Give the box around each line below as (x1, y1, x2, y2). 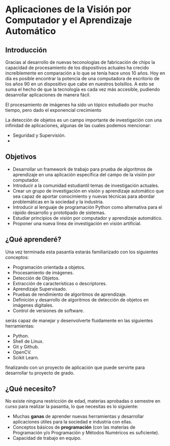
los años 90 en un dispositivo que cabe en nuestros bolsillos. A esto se (5, 81, 154, 87)
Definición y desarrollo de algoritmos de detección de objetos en (12, 296, 149, 302)
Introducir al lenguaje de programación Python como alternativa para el (12, 204, 162, 210)
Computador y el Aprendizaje (5, 14, 132, 26)
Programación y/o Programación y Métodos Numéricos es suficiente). (12, 430, 159, 436)
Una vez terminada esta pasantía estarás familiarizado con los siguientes (5, 249, 158, 255)
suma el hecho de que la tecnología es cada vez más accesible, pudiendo (5, 86, 160, 92)
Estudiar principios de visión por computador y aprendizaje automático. (12, 215, 163, 221)
